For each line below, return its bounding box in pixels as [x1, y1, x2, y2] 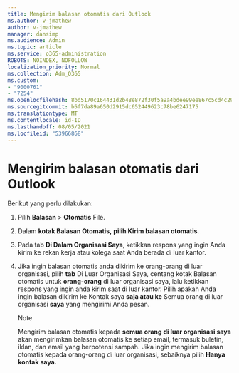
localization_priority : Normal [7, 63, 100, 71]
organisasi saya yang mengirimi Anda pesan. [17, 300, 150, 309]
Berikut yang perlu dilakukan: [7, 199, 93, 208]
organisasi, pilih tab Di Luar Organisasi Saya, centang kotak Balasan [17, 270, 217, 278]
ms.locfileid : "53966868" [7, 130, 84, 137]
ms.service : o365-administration [7, 51, 107, 58]
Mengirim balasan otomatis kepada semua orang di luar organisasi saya [17, 327, 231, 336]
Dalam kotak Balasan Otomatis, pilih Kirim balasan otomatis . [17, 227, 200, 235]
